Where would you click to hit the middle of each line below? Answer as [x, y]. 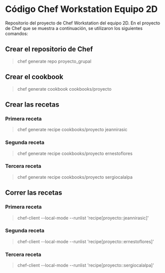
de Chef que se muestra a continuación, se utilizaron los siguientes [74, 28]
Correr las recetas [34, 193]
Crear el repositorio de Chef [49, 49]
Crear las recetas [32, 104]
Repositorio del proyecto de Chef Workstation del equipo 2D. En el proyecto [83, 23]
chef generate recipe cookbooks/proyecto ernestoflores [75, 153]
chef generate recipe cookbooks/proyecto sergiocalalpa [75, 177]
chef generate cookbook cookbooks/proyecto [64, 89]
